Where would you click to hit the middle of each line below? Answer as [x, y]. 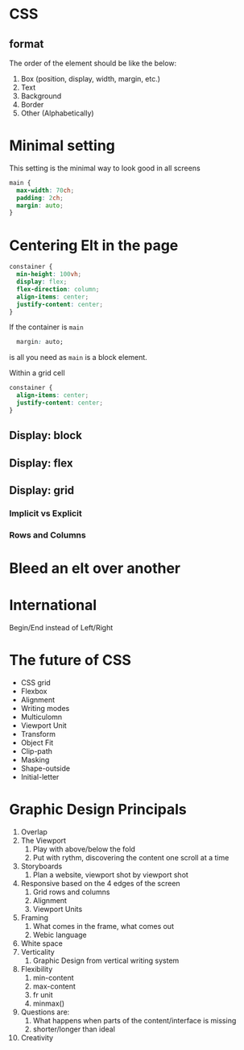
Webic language [60, 935]
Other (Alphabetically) [58, 113]
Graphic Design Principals [98, 810]
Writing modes [45, 708]
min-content [54, 977]
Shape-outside [45, 768]
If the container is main [46, 327]
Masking [35, 759]
